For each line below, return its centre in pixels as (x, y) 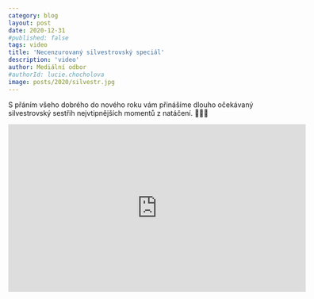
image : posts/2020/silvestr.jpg (61, 82)
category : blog (33, 15)
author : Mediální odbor (48, 67)
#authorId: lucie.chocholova (56, 75)
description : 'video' (44, 60)
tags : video (28, 45)
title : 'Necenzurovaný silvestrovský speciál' (86, 52)
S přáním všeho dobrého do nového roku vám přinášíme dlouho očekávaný (131, 105)
